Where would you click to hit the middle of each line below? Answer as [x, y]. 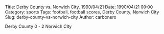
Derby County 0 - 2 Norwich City [38, 26]
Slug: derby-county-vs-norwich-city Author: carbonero [61, 17]
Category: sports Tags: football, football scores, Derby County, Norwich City [82, 12]
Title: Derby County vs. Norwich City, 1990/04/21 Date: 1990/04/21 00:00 [79, 7]
